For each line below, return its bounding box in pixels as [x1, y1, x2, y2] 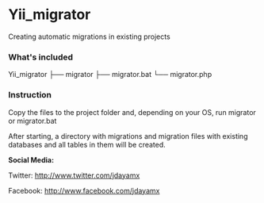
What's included [8, 52, 74, 63]
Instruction [8, 90, 52, 101]
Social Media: [8, 155, 54, 164]
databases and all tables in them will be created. [8, 140, 166, 149]
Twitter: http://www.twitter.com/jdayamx [8, 170, 140, 180]
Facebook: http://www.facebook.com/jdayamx [8, 186, 160, 195]
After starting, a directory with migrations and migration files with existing [8, 131, 248, 140]
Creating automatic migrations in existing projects [8, 32, 170, 41]
